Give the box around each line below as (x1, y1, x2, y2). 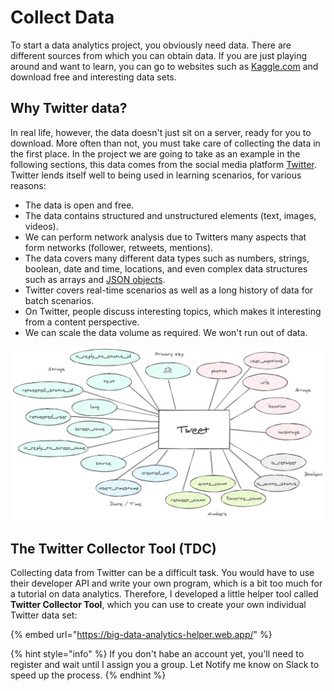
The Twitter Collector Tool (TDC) (10, 540, 217, 557)
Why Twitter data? (10, 100, 128, 117)
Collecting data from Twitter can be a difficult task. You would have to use (10, 567, 315, 579)
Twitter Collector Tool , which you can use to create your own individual (10, 599, 307, 611)
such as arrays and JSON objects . (24, 273, 166, 285)
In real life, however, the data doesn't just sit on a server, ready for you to (10, 126, 312, 138)
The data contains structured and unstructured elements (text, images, (24, 209, 317, 221)
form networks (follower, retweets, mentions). (24, 241, 214, 253)
